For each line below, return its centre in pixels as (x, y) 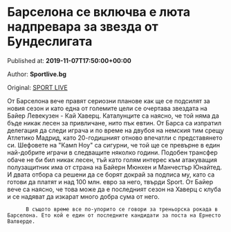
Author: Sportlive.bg (37, 74)
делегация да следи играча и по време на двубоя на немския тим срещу (116, 130)
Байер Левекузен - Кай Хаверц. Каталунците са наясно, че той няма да (113, 116)
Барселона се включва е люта (99, 12)
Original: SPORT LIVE (37, 87)
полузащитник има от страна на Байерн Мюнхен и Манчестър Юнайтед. (115, 167)
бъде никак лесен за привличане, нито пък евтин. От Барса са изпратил (114, 123)
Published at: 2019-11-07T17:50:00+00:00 (69, 60)
